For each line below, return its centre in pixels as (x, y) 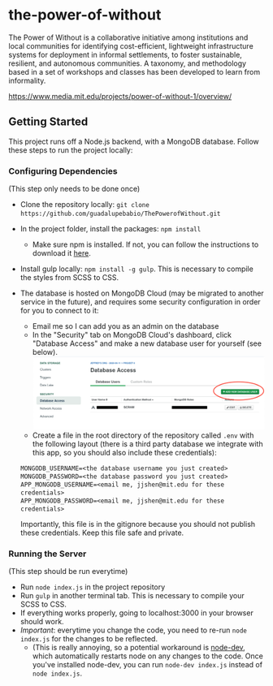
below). (45, 352)
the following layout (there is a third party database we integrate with (147, 444)
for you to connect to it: (59, 311)
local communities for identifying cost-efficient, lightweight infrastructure (131, 45)
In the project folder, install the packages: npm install (110, 229)
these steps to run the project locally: (71, 150)
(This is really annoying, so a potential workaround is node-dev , (139, 648)
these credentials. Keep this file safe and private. (102, 533)
